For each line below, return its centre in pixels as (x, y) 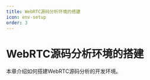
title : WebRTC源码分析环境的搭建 (44, 12)
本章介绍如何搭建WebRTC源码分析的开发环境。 (64, 71)
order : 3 (17, 23)
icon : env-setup (26, 17)
